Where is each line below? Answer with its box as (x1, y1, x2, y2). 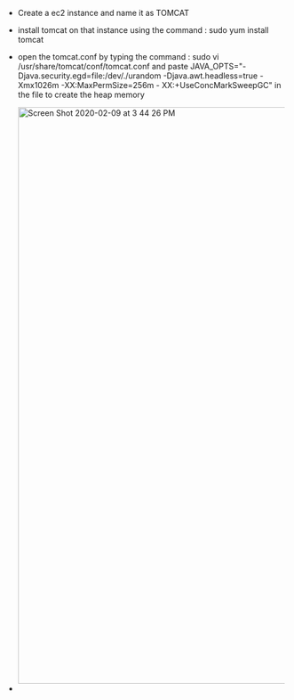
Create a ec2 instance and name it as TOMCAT (17, 8, 189, 18)
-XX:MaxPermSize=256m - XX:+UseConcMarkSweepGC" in (60, 80, 282, 90)
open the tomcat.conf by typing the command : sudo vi (17, 52, 219, 61)
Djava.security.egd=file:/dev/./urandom (17, 70, 162, 81)
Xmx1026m (17, 80, 60, 90)
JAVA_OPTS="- (189, 61, 247, 71)
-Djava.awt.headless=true (163, 70, 258, 81)
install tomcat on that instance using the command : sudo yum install (17, 25, 269, 35)
